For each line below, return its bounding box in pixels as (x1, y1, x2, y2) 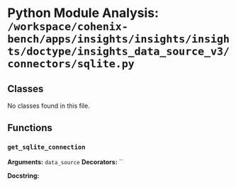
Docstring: (7, 171, 40, 180)
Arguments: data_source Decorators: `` (7, 157, 124, 166)
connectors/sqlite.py (7, 57, 135, 71)
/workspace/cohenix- (7, 20, 129, 33)
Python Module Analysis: (7, 5, 159, 21)
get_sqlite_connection (7, 143, 86, 152)
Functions (7, 122, 53, 134)
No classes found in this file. (7, 101, 90, 110)
